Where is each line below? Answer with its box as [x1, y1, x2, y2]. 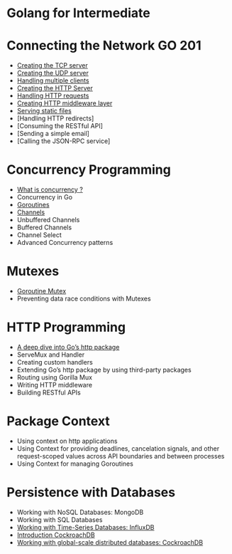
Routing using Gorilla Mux [16, 372, 93, 382]
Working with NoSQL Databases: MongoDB [16, 508, 144, 516]
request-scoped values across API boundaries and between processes [16, 451, 225, 460]
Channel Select [16, 231, 62, 239]
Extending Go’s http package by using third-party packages [16, 365, 192, 374]
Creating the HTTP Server [16, 84, 93, 93]
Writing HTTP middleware [16, 380, 93, 389]
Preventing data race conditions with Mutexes [16, 294, 151, 303]
